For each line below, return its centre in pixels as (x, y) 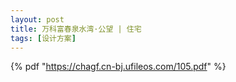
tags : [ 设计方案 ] (43, 38)
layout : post (37, 19)
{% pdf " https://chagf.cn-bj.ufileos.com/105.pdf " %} (118, 67)
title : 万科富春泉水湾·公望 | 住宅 (76, 29)
